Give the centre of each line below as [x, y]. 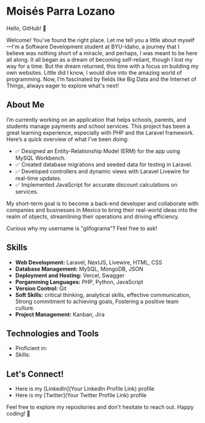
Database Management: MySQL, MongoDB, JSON [79, 269]
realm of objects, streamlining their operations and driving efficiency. [93, 216]
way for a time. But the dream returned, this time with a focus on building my [103, 66]
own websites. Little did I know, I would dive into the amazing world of [94, 72]
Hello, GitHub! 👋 [27, 28]
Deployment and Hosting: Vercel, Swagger [70, 275]
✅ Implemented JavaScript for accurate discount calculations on [96, 184]
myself [186, 40]
